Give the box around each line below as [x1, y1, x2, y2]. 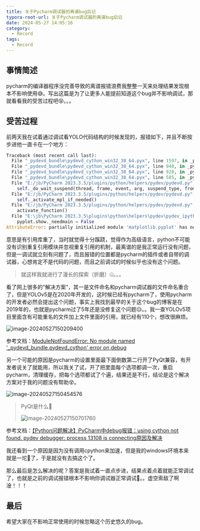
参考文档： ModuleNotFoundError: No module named [6, 337, 135, 344]
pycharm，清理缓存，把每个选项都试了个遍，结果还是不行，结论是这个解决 [6, 371, 189, 378]
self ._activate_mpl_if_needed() [17, 197, 97, 203]
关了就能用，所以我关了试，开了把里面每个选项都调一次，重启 [21, 363, 173, 370]
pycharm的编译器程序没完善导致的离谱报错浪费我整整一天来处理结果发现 [6, 82, 185, 89]
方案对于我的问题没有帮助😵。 [6, 378, 80, 385]
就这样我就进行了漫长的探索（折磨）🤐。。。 [20, 271, 124, 278]
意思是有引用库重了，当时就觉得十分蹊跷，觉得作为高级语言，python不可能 [6, 235, 190, 243]
